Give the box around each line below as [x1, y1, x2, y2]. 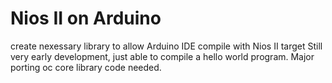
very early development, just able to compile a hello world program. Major [10, 50, 315, 62]
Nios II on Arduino [10, 7, 162, 30]
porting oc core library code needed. [10, 61, 162, 73]
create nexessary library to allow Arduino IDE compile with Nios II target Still [10, 40, 323, 52]
